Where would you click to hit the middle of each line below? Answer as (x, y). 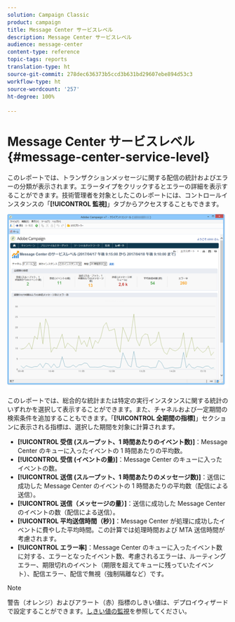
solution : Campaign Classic (48, 15)
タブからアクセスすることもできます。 (168, 204)
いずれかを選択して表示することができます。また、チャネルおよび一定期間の (117, 410)
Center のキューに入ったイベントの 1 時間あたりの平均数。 (102, 451)
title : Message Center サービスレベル (60, 30)
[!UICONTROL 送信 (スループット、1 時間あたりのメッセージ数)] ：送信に (121, 477)
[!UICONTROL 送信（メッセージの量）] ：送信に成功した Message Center (121, 504)
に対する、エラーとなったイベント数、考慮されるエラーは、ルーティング (122, 557)
